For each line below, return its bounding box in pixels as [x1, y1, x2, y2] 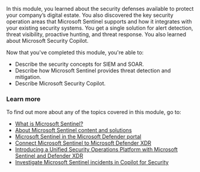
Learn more [6, 95, 41, 103]
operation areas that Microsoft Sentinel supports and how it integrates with [6, 18, 192, 25]
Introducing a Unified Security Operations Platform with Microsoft [14, 146, 178, 153]
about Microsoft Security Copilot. [6, 37, 89, 44]
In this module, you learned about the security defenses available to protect [6, 5, 194, 12]
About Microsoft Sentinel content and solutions [14, 127, 133, 134]
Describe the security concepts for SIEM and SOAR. [14, 60, 144, 68]
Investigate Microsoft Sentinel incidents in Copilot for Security [14, 159, 169, 166]
